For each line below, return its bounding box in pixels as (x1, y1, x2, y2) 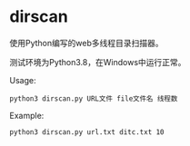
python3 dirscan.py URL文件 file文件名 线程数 (9, 93, 178, 103)
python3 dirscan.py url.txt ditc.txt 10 (9, 127, 165, 137)
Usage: (9, 74, 36, 85)
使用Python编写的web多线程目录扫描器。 (9, 37, 164, 48)
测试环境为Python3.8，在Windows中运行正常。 (9, 56, 186, 67)
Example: (9, 110, 45, 121)
